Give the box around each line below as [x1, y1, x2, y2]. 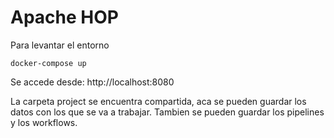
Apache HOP [10, 6, 119, 29]
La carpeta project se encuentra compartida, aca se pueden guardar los [10, 95, 307, 107]
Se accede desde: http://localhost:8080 [10, 76, 175, 88]
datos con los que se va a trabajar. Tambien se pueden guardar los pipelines [10, 106, 325, 118]
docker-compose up [10, 58, 87, 68]
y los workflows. [10, 116, 78, 128]
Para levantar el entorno [10, 39, 110, 51]
